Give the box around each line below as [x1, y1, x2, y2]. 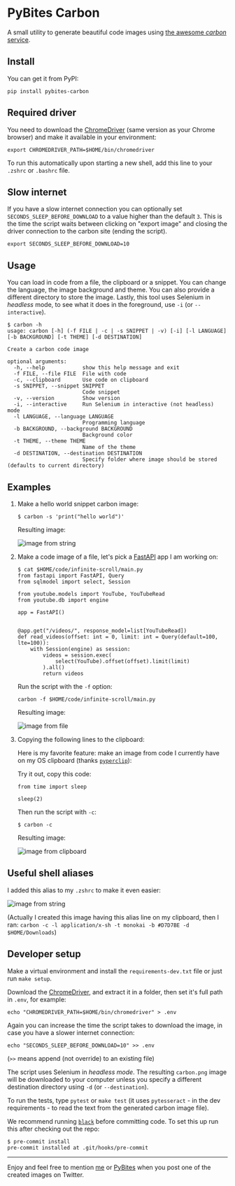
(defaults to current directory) [7, 462, 105, 469]
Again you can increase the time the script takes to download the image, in [7, 1021, 222, 1029]
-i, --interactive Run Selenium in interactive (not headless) [13, 401, 215, 408]
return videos [43, 670, 84, 677]
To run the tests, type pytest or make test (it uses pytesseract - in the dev [7, 1096, 221, 1104]
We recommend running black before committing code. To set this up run [7, 1117, 219, 1125]
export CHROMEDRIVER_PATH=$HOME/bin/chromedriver [7, 146, 155, 153]
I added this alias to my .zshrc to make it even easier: [7, 886, 161, 894]
